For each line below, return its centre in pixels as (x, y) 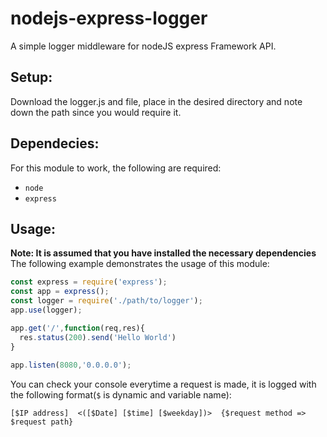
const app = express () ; (60, 292)
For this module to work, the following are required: (116, 168)
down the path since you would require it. (96, 112)
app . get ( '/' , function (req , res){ (77, 328)
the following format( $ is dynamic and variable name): (121, 395)
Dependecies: (55, 143)
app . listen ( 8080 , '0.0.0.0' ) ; (71, 365)
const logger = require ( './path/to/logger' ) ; (106, 301)
